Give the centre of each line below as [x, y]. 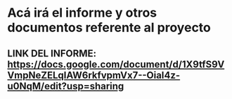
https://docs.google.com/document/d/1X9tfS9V [116, 64]
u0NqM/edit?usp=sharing [66, 86]
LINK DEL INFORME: [52, 53]
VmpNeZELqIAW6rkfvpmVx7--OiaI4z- [94, 75]
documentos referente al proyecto [109, 28]
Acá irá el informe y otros [82, 13]
